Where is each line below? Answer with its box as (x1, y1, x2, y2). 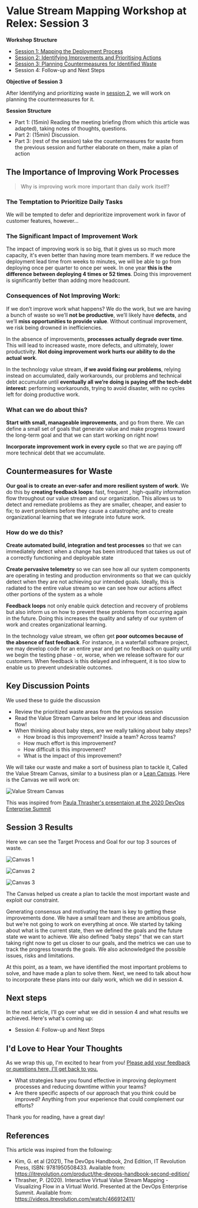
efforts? (14, 1102, 34, 1109)
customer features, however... (6, 217, 79, 225)
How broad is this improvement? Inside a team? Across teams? (23, 733, 176, 740)
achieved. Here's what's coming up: (6, 1015, 94, 1022)
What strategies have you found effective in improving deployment (14, 1077, 177, 1084)
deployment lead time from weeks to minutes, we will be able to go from (6, 258, 181, 265)
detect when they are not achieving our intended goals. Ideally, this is (6, 578, 175, 586)
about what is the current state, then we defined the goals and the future (6, 927, 183, 934)
